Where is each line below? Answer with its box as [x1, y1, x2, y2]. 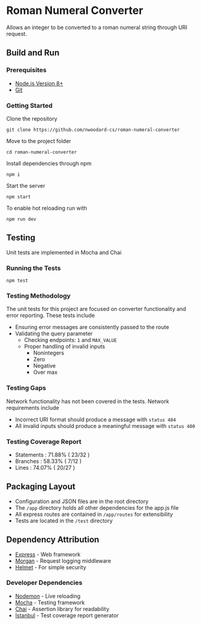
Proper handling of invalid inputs [24, 343, 105, 350]
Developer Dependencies [6, 578, 83, 587]
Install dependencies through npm [6, 159, 92, 167]
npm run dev [6, 216, 36, 222]
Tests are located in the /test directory [15, 516, 113, 524]
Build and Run [6, 48, 59, 58]
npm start [6, 193, 31, 200]
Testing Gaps [6, 384, 47, 392]
